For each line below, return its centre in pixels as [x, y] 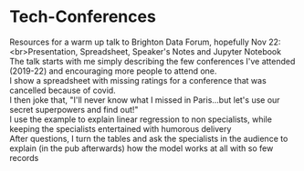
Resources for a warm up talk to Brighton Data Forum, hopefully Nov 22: [145, 42]
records [24, 157]
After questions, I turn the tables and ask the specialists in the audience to [149, 138]
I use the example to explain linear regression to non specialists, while [141, 119]
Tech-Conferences [83, 17]
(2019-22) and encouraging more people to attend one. [113, 71]
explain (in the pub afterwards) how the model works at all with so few [142, 148]
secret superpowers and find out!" [74, 109]
